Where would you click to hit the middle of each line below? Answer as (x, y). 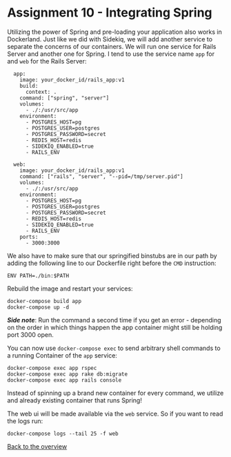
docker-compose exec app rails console (64, 380)
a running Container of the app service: (62, 355)
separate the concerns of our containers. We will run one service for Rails (112, 46)
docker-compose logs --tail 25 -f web (63, 434)
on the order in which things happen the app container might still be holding (115, 327)
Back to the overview (37, 446)
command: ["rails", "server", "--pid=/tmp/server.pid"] (102, 176)
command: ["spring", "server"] (64, 98)
